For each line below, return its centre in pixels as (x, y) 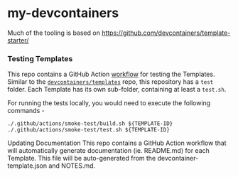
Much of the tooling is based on (54, 33)
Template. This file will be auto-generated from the (82, 159)
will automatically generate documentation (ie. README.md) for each (108, 151)
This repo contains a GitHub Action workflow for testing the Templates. (111, 74)
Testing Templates (40, 58)
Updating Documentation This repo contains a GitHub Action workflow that (117, 143)
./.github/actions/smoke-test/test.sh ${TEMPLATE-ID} (89, 130)
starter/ (18, 40)
